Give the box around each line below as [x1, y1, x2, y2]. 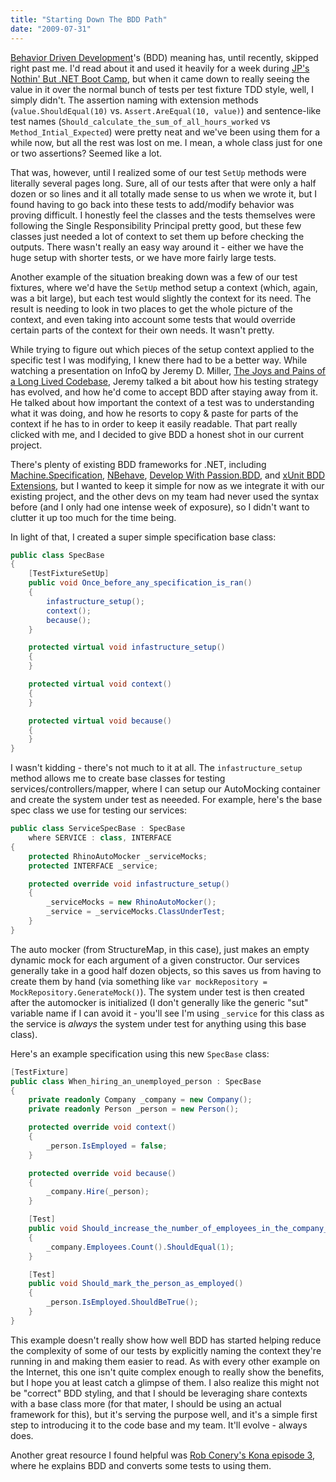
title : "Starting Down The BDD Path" [10, 14, 168, 25]
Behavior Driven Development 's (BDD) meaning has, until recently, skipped [10, 51, 319, 63]
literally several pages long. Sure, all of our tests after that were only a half [10, 177, 317, 189]
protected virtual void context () [28, 679, 172, 689]
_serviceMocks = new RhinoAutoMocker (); [46, 897, 217, 908]
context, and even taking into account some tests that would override [10, 313, 296, 325]
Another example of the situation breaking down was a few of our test [10, 271, 298, 283]
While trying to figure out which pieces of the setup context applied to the [10, 343, 315, 355]
